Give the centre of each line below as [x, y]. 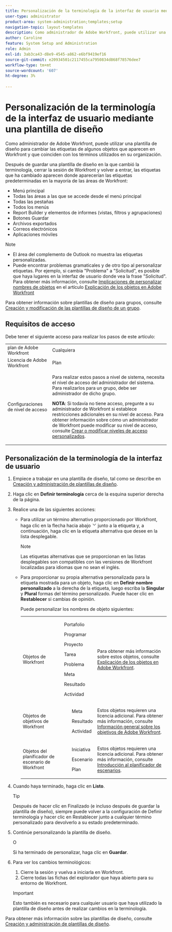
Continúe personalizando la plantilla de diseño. [62, 832]
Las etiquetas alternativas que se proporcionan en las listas [83, 556]
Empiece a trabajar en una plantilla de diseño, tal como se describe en [87, 479]
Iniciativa [81, 749]
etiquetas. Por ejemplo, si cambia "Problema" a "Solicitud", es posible [86, 270]
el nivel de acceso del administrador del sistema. [103, 382]
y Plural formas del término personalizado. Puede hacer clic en [87, 594]
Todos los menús [31, 207]
